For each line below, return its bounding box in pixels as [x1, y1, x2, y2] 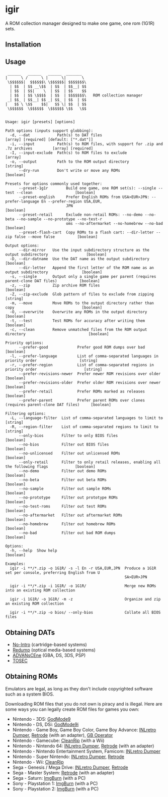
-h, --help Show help [10, 548, 57, 554]
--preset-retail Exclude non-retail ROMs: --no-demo [18, 212, 143, 218]
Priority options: [5, 340, 44, 345]
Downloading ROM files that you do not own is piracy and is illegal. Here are [5, 701, 162, 707]
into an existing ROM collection [5, 588, 75, 593]
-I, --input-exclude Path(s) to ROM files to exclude [10, 151, 127, 156]
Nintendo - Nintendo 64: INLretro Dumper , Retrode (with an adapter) [12, 742, 154, 749]
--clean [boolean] [16, 190, 96, 195]
